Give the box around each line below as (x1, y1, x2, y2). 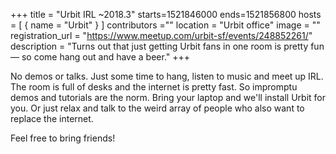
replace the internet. (10, 113, 94, 124)
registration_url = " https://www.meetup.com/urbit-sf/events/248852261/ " (10, 30, 313, 41)
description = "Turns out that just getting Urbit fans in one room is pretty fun (10, 40, 325, 52)
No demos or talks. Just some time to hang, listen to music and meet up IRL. (10, 70, 324, 82)
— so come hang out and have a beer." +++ (10, 51, 191, 63)
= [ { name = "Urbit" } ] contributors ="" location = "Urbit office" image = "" (10, 19, 321, 31)
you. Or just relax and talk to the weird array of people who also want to (10, 102, 305, 114)
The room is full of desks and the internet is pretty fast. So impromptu (10, 81, 298, 93)
